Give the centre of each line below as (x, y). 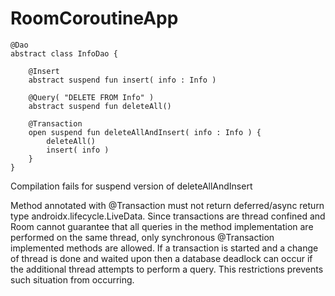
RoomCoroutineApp (94, 18)
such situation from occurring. (72, 279)
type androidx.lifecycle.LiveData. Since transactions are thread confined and (168, 216)
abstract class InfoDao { (64, 53)
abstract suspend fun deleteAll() (100, 106)
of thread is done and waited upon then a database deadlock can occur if (161, 258)
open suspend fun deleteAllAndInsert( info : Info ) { (145, 132)
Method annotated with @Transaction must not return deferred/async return (167, 205)
